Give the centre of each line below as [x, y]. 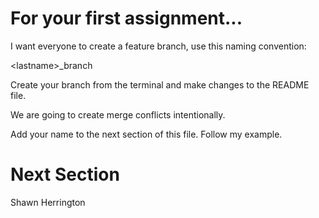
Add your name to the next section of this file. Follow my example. [146, 134]
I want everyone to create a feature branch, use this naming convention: [158, 46]
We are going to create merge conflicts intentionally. [118, 114]
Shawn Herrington [48, 202]
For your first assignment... [126, 18]
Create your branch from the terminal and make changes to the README [160, 84]
